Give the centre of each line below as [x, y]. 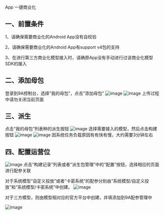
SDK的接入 [16, 64]
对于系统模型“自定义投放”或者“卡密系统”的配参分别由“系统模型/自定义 [75, 181]
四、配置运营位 [28, 152]
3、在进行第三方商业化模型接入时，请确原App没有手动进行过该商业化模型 [79, 57]
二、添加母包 [24, 80]
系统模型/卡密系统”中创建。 [45, 187]
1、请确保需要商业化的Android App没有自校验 [51, 37]
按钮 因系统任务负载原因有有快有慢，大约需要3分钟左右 [79, 135]
